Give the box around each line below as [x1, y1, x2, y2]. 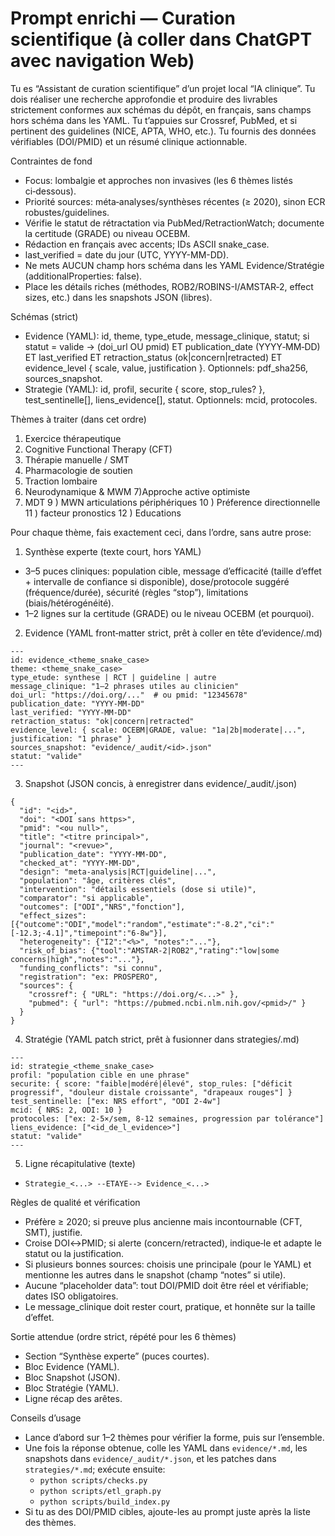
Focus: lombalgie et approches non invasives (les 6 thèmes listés [24, 174, 293, 186]
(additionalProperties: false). [24, 270, 143, 282]
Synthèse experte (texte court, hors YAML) [24, 545, 202, 557]
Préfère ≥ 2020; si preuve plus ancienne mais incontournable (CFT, [24, 1215, 303, 1227]
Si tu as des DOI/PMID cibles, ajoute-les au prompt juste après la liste [24, 1505, 311, 1517]
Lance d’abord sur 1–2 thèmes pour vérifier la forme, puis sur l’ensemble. [24, 1431, 325, 1443]
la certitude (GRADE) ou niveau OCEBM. [24, 227, 191, 239]
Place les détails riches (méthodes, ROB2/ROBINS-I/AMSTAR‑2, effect [24, 280, 314, 292]
